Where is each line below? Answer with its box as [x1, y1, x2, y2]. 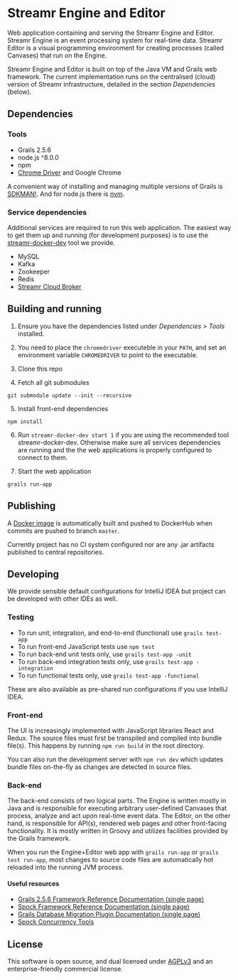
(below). [7, 87, 32, 96]
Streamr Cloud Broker [17, 282, 82, 290]
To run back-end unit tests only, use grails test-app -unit [17, 650, 192, 658]
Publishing [7, 500, 56, 512]
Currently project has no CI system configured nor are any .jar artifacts [7, 540, 215, 548]
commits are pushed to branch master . [7, 526, 120, 535]
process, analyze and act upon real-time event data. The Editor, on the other [7, 812, 231, 820]
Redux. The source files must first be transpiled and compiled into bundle [7, 734, 222, 742]
